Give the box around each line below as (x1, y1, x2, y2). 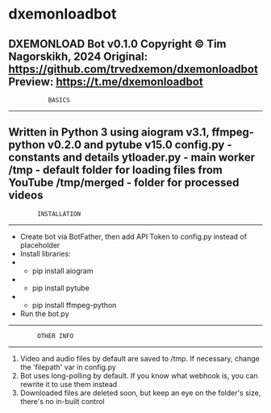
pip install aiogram (31, 265, 94, 275)
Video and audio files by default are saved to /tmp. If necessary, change (19, 353, 260, 363)
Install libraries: (19, 248, 71, 258)
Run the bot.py (19, 308, 69, 319)
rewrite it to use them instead (19, 379, 118, 389)
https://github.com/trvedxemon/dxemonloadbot (8, 62, 258, 76)
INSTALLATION (37, 210, 81, 218)
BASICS (48, 96, 70, 104)
